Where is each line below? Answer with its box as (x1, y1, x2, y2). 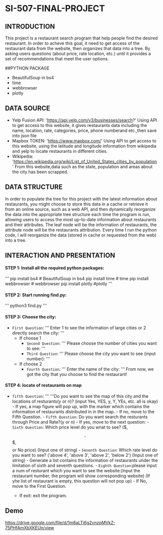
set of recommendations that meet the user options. (5, 56, 109, 61)
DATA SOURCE (5, 104, 50, 112)
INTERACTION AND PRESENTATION (5, 251, 115, 260)
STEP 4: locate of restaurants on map (5, 382, 82, 388)
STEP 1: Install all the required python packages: (5, 265, 104, 270)
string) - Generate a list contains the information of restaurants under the (12, 457, 158, 463)
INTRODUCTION (5, 22, 55, 31)
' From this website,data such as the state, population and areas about (12, 163, 153, 169)
